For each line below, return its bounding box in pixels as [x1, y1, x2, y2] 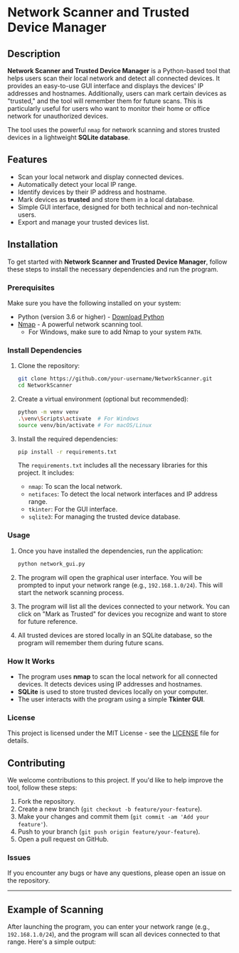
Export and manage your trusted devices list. [17, 217, 149, 226]
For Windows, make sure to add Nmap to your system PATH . [28, 328, 203, 336]
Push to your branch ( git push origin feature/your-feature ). [17, 827, 201, 836]
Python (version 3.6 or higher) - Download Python [17, 312, 165, 321]
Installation [7, 239, 58, 251]
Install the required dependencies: [17, 434, 119, 443]
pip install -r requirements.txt [17, 448, 117, 456]
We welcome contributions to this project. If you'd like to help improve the [7, 776, 224, 785]
